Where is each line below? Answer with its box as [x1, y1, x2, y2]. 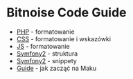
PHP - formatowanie [16, 27, 75, 36]
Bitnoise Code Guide [6, 5, 127, 21]
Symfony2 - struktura [16, 49, 78, 58]
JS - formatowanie [16, 42, 70, 50]
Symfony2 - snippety [16, 56, 77, 65]
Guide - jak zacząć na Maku [16, 64, 97, 72]
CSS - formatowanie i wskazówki [16, 34, 112, 43]
